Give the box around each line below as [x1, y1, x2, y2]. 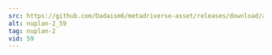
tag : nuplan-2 [8, 27, 57, 35]
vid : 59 [8, 34, 35, 43]
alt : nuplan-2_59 [8, 19, 67, 27]
